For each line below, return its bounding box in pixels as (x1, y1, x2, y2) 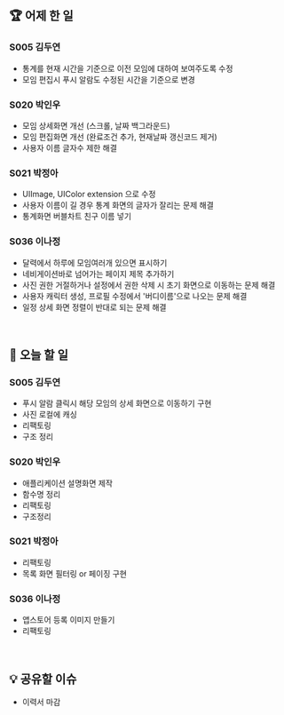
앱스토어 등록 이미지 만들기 (21, 615, 115, 625)
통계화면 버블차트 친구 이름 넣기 (21, 211, 131, 222)
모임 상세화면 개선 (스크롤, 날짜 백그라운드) (21, 120, 170, 131)
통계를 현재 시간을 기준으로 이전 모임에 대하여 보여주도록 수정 (21, 63, 233, 74)
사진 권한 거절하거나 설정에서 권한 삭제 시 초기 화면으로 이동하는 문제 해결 (21, 279, 276, 290)
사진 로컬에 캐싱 (21, 409, 77, 420)
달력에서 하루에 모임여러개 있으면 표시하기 (21, 257, 168, 268)
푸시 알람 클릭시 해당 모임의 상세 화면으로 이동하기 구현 (21, 398, 212, 409)
